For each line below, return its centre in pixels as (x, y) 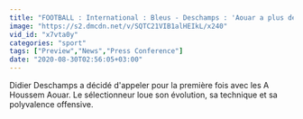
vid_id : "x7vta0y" (44, 34)
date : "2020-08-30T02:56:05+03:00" (76, 59)
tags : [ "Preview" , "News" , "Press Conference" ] (96, 51)
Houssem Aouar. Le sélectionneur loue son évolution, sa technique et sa (143, 95)
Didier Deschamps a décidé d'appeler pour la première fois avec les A (139, 85)
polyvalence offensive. (51, 104)
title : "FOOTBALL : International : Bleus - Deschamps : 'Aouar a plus (147, 18)
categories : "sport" (48, 43)
